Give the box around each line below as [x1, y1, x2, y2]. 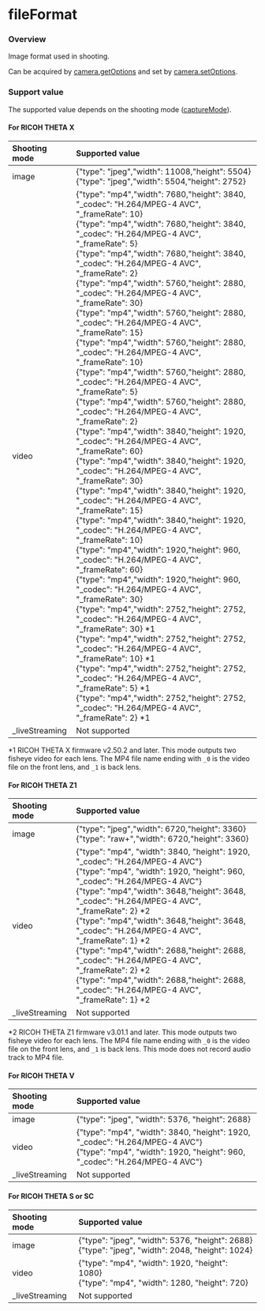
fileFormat [8, 6, 77, 24]
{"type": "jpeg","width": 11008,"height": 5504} [76, 166, 252, 177]
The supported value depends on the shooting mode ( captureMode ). [8, 104, 232, 114]
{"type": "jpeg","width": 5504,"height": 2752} [76, 175, 247, 186]
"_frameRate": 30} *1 [76, 623, 155, 634]
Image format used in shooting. [8, 51, 110, 61]
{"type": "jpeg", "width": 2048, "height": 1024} [78, 1245, 253, 1256]
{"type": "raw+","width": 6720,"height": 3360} [76, 834, 249, 845]
